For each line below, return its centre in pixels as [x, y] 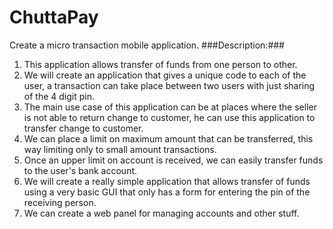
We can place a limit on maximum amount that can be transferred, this [168, 138]
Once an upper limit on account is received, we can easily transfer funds [173, 160]
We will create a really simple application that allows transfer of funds [167, 181]
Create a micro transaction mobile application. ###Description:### [147, 45]
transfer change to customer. [83, 128]
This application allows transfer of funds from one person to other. [160, 64]
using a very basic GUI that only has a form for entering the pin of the [167, 192]
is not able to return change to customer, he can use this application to [169, 117]
